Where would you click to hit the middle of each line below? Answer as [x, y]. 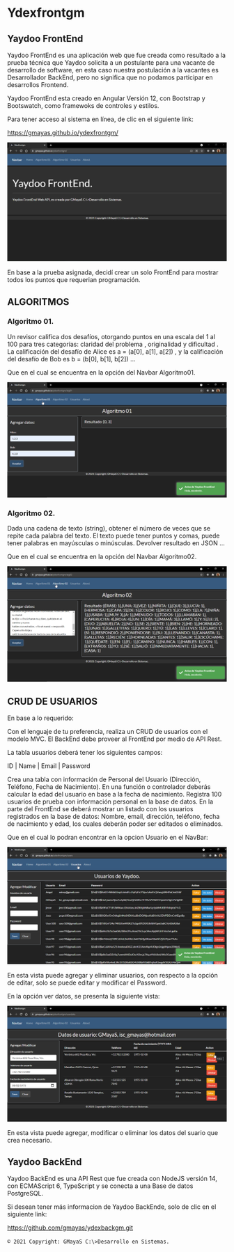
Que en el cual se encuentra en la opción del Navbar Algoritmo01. [101, 372]
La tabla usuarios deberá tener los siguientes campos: [85, 753]
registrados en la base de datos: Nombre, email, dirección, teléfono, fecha [114, 817]
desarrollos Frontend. [38, 85]
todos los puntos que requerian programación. [74, 280]
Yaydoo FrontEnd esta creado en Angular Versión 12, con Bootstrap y [106, 98]
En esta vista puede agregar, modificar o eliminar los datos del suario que [112, 1132]
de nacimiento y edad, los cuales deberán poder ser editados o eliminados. [115, 824]
